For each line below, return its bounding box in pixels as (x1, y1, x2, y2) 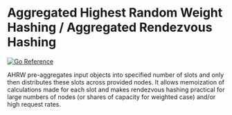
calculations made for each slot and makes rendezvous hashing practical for (7, 85, 225, 94)
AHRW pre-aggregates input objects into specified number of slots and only (7, 71, 224, 79)
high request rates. (7, 100, 61, 108)
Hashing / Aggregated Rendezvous (7, 19, 213, 35)
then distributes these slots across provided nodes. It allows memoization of (7, 78, 225, 86)
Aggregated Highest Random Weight (7, 5, 223, 21)
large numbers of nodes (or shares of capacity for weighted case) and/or (7, 92, 216, 101)
